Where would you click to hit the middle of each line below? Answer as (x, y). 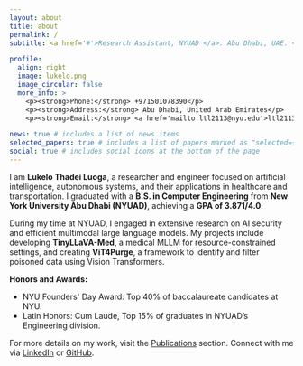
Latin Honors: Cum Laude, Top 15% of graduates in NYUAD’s (135, 315)
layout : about (36, 18)
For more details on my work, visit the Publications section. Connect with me (151, 343)
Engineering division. (61, 325)
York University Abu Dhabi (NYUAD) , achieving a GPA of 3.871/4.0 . (136, 205)
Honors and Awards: (49, 279)
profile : (26, 60)
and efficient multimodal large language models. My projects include (137, 232)
